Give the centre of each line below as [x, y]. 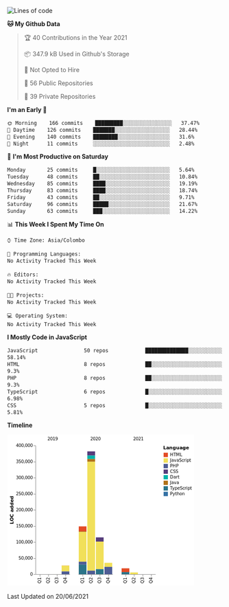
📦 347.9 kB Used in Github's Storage [76, 54]
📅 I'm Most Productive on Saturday [58, 157]
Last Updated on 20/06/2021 [48, 596]
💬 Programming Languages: [44, 254]
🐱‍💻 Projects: [26, 295]
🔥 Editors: [23, 275]
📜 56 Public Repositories [59, 83]
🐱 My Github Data [34, 24]
